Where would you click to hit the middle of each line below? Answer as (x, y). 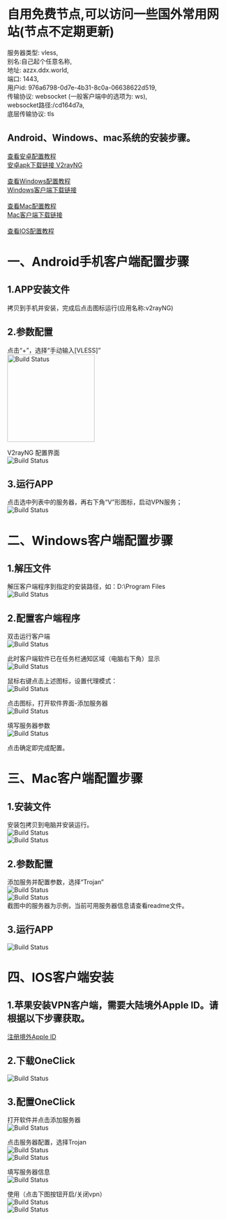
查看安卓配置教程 (32, 156)
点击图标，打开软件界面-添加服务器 (58, 703)
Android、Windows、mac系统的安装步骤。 (101, 138)
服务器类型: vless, (33, 52)
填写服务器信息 (29, 1172)
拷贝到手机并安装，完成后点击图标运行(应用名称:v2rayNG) (90, 308)
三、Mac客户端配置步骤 (75, 779)
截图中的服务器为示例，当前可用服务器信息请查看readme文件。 (98, 906)
